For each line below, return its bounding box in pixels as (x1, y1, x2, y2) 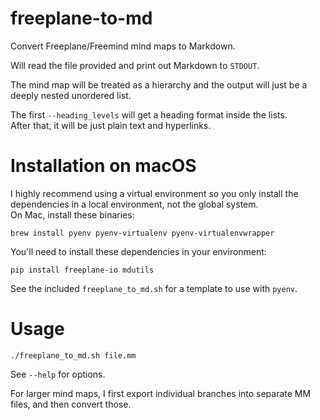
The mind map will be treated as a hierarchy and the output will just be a (10, 78, 308, 91)
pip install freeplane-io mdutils (10, 265, 155, 275)
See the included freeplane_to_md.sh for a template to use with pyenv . (10, 282, 298, 294)
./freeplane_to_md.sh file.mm (10, 350, 137, 361)
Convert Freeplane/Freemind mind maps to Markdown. (10, 40, 236, 52)
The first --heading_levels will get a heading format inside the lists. (10, 108, 288, 121)
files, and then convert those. (10, 398, 132, 410)
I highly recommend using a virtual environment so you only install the (10, 187, 299, 199)
